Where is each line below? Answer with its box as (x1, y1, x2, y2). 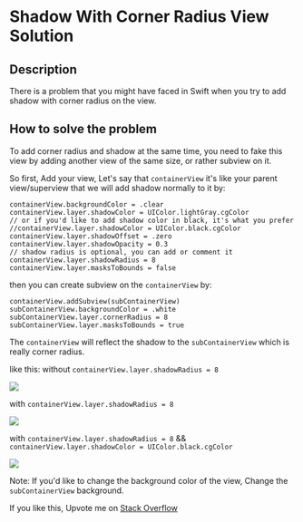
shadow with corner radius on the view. (9, 95, 157, 106)
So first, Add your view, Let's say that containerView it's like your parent (9, 172, 279, 183)
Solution (9, 25, 74, 46)
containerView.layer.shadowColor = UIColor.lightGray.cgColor (9, 208, 249, 217)
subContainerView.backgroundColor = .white (9, 304, 177, 314)
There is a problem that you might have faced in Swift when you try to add (9, 86, 287, 96)
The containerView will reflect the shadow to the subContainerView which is (9, 336, 290, 347)
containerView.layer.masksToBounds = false (9, 263, 177, 273)
